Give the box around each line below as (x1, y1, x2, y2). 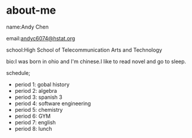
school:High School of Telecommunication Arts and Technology (6, 46, 162, 54)
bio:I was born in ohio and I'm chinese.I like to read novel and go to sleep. (6, 58, 186, 65)
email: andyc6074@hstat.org (6, 34, 75, 42)
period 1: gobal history (14, 81, 70, 88)
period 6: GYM (14, 112, 51, 120)
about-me (6, 4, 56, 17)
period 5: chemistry (14, 106, 63, 113)
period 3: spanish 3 (14, 93, 62, 101)
